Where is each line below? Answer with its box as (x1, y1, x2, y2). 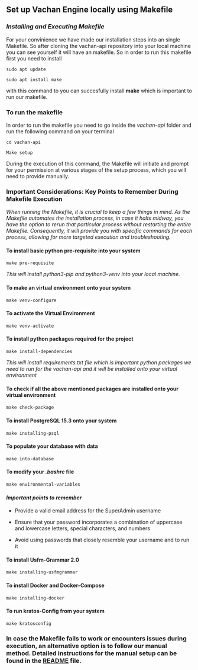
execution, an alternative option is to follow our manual (6, 642, 167, 650)
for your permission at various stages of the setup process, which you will (6, 166, 186, 174)
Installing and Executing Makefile (6, 23, 105, 31)
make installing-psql (6, 430, 60, 436)
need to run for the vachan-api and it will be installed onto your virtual (6, 366, 177, 373)
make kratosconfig (6, 620, 51, 627)
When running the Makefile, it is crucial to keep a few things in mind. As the (6, 209, 190, 216)
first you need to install (6, 55, 62, 62)
